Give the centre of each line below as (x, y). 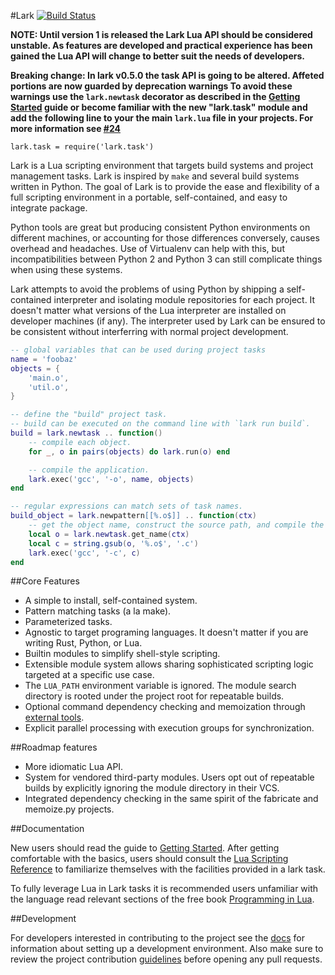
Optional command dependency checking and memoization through (165, 707)
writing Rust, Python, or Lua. (83, 643)
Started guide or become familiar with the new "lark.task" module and (159, 107)
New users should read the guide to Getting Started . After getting (145, 848)
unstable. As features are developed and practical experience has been (161, 45)
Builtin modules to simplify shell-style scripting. (122, 654)
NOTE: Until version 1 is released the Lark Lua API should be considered (161, 34)
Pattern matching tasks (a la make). (98, 611)
